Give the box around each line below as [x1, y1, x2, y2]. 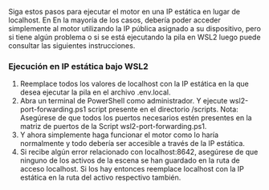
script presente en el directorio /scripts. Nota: [88, 104, 238, 115]
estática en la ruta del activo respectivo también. [19, 172, 181, 183]
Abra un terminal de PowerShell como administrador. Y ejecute [19, 96, 228, 106]
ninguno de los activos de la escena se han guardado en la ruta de [19, 156, 241, 165]
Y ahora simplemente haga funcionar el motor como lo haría [19, 130, 219, 139]
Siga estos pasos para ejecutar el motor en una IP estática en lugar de [8, 7, 241, 16]
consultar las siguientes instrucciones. [8, 41, 136, 51]
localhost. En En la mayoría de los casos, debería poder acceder [8, 15, 221, 25]
